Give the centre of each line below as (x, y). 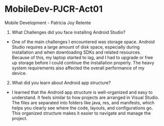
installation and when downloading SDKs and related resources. (76, 52)
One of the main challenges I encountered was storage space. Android (83, 42)
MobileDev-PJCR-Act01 (54, 9)
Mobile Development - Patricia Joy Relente (48, 23)
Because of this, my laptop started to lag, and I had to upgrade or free (82, 57)
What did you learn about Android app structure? (61, 83)
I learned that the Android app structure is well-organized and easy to (82, 92)
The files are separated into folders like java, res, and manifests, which (83, 102)
